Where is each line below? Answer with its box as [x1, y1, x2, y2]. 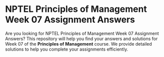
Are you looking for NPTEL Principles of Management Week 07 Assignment [5, 30, 159, 36]
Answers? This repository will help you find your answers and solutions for [5, 36, 158, 42]
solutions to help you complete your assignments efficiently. [5, 46, 128, 52]
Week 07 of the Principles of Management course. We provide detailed [5, 41, 153, 47]
